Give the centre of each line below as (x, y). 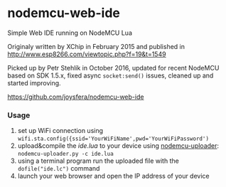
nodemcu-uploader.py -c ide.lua (65, 154)
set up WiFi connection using (60, 131)
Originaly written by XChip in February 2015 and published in (96, 46)
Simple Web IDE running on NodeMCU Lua (70, 33)
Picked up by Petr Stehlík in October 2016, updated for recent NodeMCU (113, 68)
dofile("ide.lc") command (59, 169)
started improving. (34, 82)
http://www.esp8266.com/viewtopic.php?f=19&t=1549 (87, 54)
